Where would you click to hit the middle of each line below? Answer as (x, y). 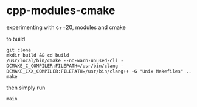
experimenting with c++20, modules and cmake (66, 27)
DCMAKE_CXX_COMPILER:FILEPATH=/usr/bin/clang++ (68, 71)
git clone (19, 50)
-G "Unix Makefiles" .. (161, 71)
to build (16, 39)
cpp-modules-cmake (61, 11)
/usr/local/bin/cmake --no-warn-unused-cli (62, 60)
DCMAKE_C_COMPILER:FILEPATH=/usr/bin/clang (62, 66)
